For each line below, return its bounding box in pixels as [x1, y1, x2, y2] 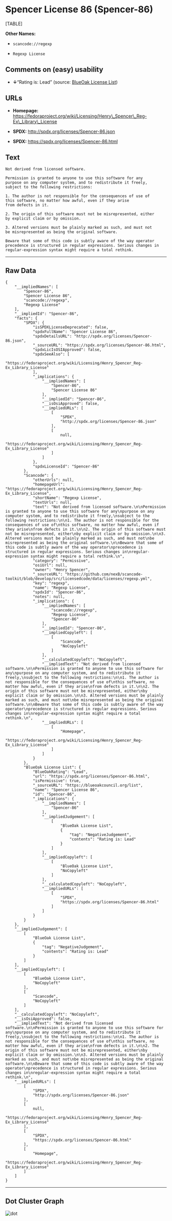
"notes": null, [32, 594, 66, 599]
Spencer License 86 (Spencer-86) [5, 4, 154, 15]
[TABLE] [5, 21, 23, 27]
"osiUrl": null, [32, 563, 68, 568]
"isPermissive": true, [32, 779, 81, 784]
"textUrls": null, [32, 500, 72, 505]
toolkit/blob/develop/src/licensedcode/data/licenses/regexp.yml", [5, 576, 153, 582]
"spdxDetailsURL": [32, 334, 72, 339]
